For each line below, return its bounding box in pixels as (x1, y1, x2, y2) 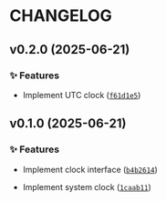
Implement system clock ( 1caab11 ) (22, 181, 152, 192)
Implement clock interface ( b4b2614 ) (22, 164, 158, 175)
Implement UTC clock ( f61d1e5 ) (22, 89, 141, 100)
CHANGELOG (9, 5, 112, 26)
